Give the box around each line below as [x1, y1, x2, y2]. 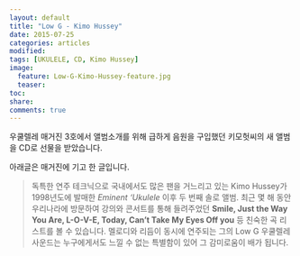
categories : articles [9, 38, 91, 48]
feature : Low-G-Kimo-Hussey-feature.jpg [17, 72, 171, 81]
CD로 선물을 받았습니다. [18, 142, 103, 153]
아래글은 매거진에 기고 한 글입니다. [9, 161, 130, 172]
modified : [9, 47, 47, 56]
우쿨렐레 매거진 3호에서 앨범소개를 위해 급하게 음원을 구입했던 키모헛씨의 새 [9, 132, 275, 142]
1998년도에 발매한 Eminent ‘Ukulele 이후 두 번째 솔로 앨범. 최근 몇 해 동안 [31, 192, 292, 203]
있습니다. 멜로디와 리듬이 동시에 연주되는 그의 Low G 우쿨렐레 [75, 226, 291, 237]
